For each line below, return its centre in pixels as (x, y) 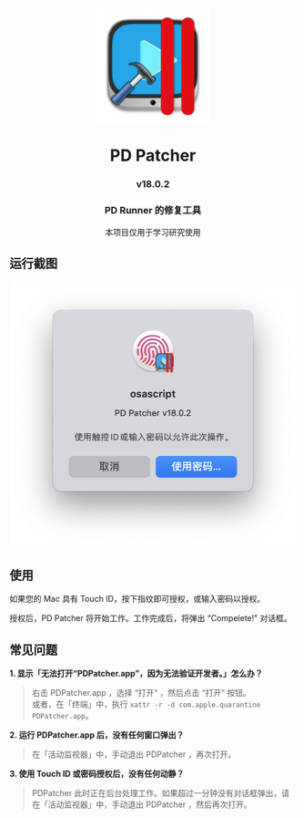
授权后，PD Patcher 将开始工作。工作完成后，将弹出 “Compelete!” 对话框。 (151, 618)
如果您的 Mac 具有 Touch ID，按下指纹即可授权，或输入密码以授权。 (137, 599)
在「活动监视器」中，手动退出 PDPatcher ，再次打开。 (134, 754)
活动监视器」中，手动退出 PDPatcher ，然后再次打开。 (150, 804)
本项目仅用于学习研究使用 (153, 232)
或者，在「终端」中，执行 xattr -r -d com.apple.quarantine (146, 704)
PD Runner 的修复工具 (153, 211)
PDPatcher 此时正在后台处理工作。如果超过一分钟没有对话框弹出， (157, 792)
